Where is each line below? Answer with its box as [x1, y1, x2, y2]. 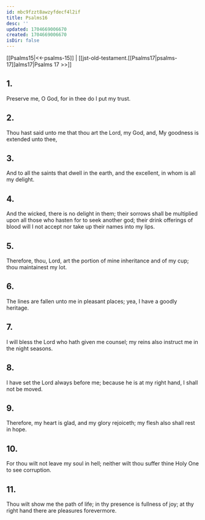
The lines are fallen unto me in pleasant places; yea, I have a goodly [6, 297, 177, 305]
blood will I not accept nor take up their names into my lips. [6, 223, 155, 231]
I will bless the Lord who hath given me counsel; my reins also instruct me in [6, 338, 199, 345]
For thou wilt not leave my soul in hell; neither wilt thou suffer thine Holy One [6, 460, 199, 467]
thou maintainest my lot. [6, 264, 67, 271]
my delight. [6, 176, 35, 183]
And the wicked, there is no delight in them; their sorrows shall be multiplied [6, 210, 198, 218]
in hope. [6, 426, 28, 433]
